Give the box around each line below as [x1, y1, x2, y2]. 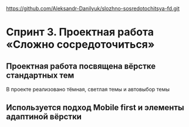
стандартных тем [6, 70, 75, 80]
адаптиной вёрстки [6, 112, 82, 122]
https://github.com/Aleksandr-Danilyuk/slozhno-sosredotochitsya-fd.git [6, 5, 180, 12]
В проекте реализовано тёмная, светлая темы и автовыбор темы [6, 86, 170, 92]
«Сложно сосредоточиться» [6, 38, 155, 52]
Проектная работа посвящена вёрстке [6, 61, 156, 71]
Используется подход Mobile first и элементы [6, 102, 184, 113]
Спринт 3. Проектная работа [6, 26, 154, 39]
